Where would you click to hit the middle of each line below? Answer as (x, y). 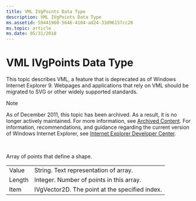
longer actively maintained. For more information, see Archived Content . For (98, 121)
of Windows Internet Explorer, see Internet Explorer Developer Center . (91, 134)
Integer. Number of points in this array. (88, 180)
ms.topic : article (29, 28)
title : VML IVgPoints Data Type (46, 12)
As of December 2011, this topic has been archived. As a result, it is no (92, 115)
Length (19, 180)
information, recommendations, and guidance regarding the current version (98, 127)
